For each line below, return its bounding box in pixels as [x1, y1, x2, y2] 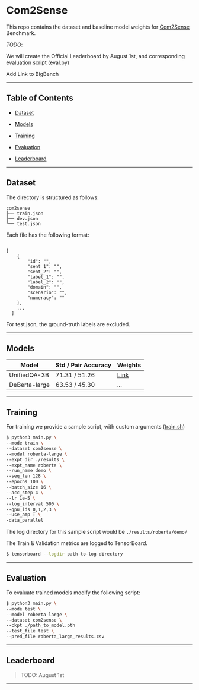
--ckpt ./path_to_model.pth [6, 622, 76, 629]
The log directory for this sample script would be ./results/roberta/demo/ [6, 528, 188, 535]
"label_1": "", [27, 274, 65, 280]
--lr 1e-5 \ [6, 495, 36, 501]
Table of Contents [6, 93, 74, 103]
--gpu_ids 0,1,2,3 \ [6, 506, 57, 512]
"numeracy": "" [27, 295, 65, 301]
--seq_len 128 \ [6, 473, 46, 479]
